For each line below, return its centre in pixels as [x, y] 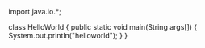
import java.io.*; [35, 12]
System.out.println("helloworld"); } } [68, 36]
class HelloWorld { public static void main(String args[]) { [103, 27]
